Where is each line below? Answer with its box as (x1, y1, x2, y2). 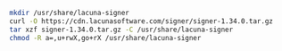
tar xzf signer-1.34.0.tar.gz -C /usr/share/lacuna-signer (9, 25, 234, 34)
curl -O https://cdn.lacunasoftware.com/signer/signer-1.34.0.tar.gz (9, 16, 274, 26)
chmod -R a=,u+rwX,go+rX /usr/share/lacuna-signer (9, 33, 202, 42)
